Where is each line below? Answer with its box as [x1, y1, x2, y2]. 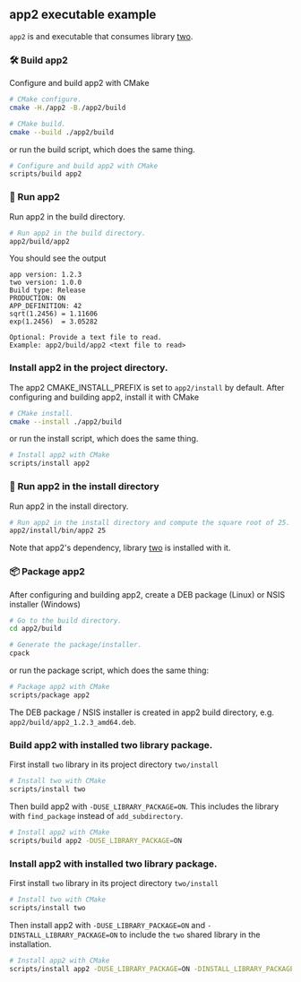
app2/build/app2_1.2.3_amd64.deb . [9, 716, 136, 727]
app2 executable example [9, 7, 157, 22]
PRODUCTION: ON [9, 294, 66, 303]
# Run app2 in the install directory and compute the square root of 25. [9, 518, 291, 527]
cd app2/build [9, 625, 63, 633]
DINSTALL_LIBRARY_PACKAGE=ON [9, 931, 118, 940]
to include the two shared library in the [119, 929, 262, 940]
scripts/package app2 [9, 690, 90, 700]
